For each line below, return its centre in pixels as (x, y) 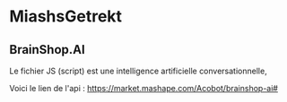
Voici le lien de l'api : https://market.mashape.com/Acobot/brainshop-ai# (143, 88)
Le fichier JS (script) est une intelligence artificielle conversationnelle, (138, 71)
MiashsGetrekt (66, 17)
